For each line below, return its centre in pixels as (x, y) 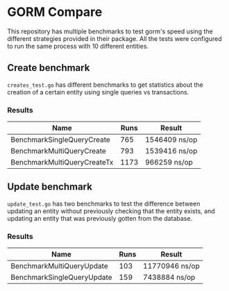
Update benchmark (50, 187)
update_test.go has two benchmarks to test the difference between (104, 203)
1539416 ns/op (171, 151)
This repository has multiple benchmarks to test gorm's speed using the (110, 31)
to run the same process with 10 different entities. (78, 46)
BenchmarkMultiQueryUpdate (60, 266)
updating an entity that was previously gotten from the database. (100, 218)
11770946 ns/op (171, 266)
